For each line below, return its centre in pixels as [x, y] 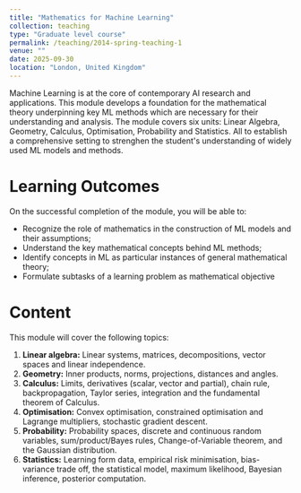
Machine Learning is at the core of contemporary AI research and [130, 93]
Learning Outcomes [84, 187]
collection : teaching [50, 26]
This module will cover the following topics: [89, 337]
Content [40, 312]
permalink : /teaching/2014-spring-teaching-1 [95, 43]
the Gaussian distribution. [69, 450]
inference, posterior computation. [84, 478]
